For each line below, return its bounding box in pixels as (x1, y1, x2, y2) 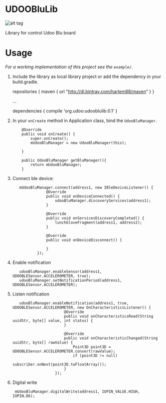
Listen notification (12, 291, 50, 297)
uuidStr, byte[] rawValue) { (12, 340, 73, 345)
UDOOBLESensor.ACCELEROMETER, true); (12, 273, 91, 278)
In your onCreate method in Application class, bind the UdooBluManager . (12, 117, 157, 123)
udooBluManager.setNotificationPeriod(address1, (19, 277, 122, 283)
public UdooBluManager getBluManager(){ (21, 157, 107, 163)
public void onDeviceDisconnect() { (46, 237, 122, 242)
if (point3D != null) (73, 353, 118, 358)
